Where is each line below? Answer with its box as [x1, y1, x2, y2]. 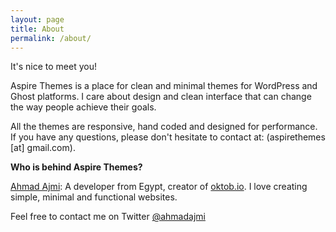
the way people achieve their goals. [10, 101, 157, 113]
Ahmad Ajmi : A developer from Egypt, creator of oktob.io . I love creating [10, 181, 308, 193]
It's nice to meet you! [10, 61, 98, 73]
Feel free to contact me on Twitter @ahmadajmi [10, 211, 206, 223]
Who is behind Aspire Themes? [10, 161, 143, 173]
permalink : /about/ [10, 33, 92, 43]
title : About [10, 24, 65, 34]
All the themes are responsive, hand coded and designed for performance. [10, 121, 318, 133]
